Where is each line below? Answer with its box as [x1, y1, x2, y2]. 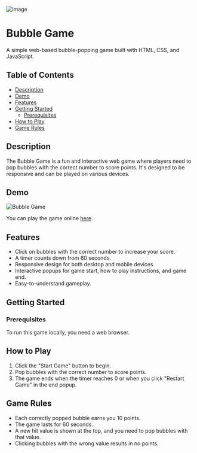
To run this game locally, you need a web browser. [6, 329, 130, 336]
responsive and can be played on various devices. [6, 170, 130, 177]
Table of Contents [6, 70, 75, 80]
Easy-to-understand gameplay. [14, 280, 91, 287]
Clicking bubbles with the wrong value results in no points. [14, 440, 159, 447]
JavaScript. [6, 53, 35, 60]
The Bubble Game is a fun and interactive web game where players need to [6, 157, 192, 165]
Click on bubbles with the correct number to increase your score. [14, 248, 176, 256]
